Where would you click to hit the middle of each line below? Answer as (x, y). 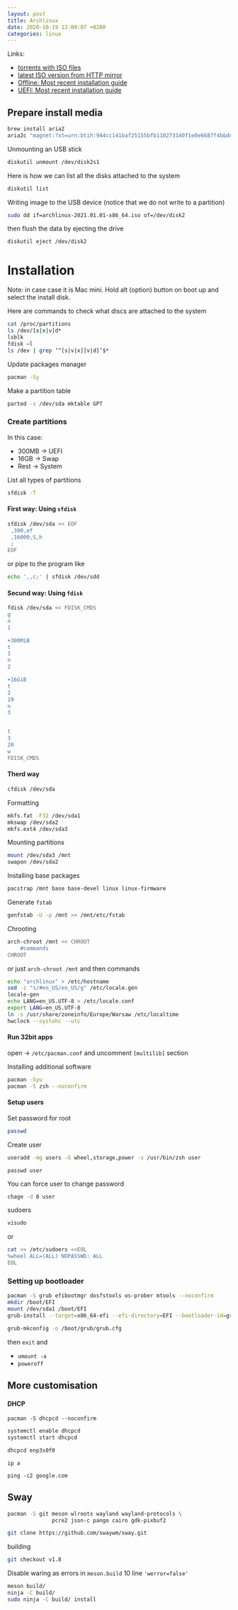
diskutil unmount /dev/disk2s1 (53, 162)
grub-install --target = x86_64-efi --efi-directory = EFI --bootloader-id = (117, 1316)
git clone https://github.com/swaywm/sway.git (77, 1533)
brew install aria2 (36, 129)
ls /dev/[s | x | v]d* (34, 331)
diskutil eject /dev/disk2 (47, 242)
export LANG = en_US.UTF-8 (44, 1008)
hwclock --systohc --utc (44, 1021)
